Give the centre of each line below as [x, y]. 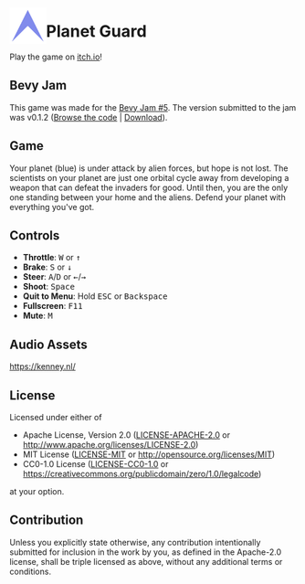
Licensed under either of [56, 417]
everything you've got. [52, 207]
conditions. [31, 571]
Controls [35, 235]
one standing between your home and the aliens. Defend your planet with [147, 197]
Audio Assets [49, 344]
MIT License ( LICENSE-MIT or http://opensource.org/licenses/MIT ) [149, 454]
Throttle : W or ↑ [52, 258]
